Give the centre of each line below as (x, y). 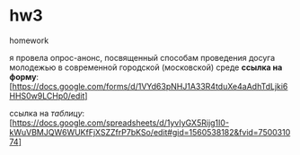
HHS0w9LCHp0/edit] (49, 96)
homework (29, 40)
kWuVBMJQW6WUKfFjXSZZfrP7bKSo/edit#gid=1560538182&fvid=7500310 (150, 132)
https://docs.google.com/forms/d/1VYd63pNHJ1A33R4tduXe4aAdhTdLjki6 (150, 86)
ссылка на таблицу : (47, 113)
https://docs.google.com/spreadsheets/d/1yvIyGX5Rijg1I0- (121, 123)
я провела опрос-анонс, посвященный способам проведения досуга (142, 57)
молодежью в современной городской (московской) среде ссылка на (146, 67)
